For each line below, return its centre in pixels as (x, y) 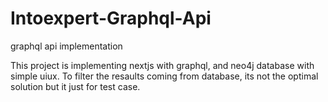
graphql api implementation (66, 46)
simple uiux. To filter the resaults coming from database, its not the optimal (164, 76)
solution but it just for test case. (75, 86)
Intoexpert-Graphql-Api (111, 18)
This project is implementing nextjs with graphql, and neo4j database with (162, 65)
